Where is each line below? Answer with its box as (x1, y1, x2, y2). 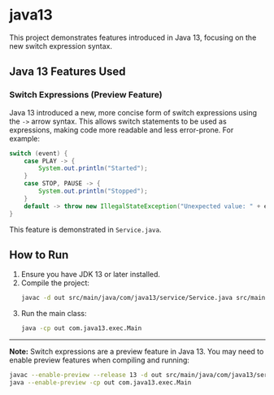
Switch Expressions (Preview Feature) (9, 89, 163, 101)
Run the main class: (20, 309, 88, 319)
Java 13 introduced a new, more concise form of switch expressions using (9, 107, 258, 117)
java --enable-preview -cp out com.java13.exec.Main (9, 378, 192, 387)
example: (9, 133, 40, 143)
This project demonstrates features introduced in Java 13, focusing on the (9, 33, 257, 42)
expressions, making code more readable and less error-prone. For (9, 124, 234, 135)
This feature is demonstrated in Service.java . (9, 224, 162, 234)
